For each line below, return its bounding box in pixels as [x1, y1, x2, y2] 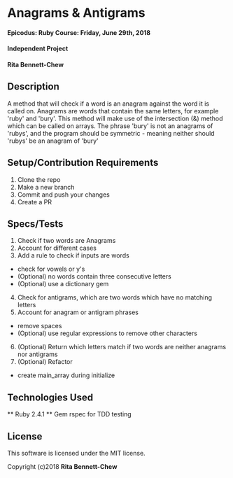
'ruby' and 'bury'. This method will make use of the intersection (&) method [7, 114, 223, 122]
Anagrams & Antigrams [7, 5, 146, 21]
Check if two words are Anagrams [17, 237, 116, 245]
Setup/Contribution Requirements [7, 157, 159, 169]
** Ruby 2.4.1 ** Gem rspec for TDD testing [7, 410, 132, 419]
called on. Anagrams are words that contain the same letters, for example [7, 106, 219, 115]
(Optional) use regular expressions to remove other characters [17, 329, 198, 337]
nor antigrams [17, 350, 58, 358]
